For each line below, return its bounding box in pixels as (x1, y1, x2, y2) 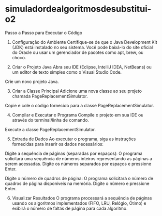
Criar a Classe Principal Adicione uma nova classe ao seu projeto (12, 88, 142, 94)
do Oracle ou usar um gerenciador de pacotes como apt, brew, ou (12, 50, 144, 55)
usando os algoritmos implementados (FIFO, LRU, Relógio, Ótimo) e (12, 200, 147, 206)
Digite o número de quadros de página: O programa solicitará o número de (5, 175, 154, 181)
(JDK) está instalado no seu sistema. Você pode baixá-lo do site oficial (12, 44, 153, 50)
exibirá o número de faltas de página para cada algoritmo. (12, 205, 128, 211)
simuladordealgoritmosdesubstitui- (5, 3, 151, 15)
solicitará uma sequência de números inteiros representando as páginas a (5, 155, 152, 161)
